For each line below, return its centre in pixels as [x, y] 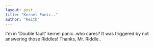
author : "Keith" [22, 19]
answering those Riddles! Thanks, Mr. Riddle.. [53, 39]
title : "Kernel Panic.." [32, 15]
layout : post [19, 10]
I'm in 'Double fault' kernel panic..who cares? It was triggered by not [77, 34]
